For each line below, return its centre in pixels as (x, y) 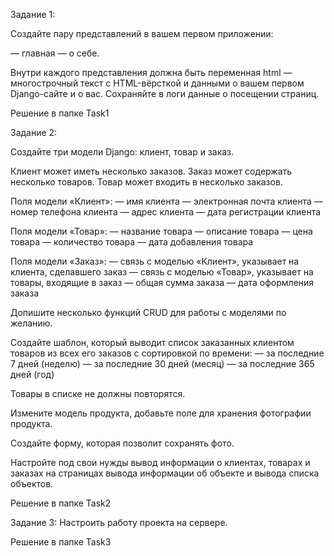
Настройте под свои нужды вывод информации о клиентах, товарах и (160, 462)
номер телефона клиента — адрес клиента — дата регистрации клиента (166, 212)
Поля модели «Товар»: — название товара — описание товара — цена (161, 231)
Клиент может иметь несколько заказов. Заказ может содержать (151, 171)
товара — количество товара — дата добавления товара (132, 242)
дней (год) (32, 374)
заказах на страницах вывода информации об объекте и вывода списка (165, 473)
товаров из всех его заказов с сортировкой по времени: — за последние (167, 353)
